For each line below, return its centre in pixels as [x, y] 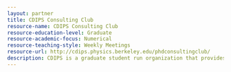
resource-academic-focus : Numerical [59, 39]
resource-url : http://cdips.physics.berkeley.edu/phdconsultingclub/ [109, 52]
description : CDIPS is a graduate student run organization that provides [117, 58]
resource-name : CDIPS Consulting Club [63, 26]
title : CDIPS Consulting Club [51, 20]
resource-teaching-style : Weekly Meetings [69, 45]
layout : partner [30, 13]
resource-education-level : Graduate [59, 33]
